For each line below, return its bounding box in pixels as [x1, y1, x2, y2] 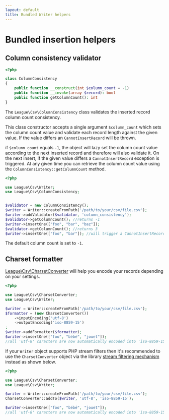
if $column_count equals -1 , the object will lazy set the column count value [5, 144, 158, 150]
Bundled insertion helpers [5, 34, 116, 45]
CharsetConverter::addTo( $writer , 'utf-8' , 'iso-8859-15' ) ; [5, 396, 134, 401]
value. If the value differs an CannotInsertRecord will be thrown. [5, 135, 136, 141]
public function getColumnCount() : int [14, 95, 98, 100]
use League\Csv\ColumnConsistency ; [5, 190, 80, 195]
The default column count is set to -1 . [5, 240, 83, 246]
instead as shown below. [5, 358, 56, 365]
